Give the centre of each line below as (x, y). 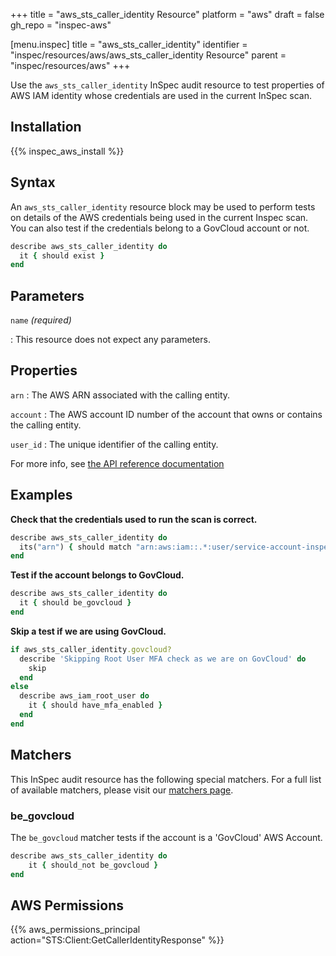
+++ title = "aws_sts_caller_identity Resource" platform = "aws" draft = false (167, 14)
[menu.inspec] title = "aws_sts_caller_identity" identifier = (129, 44)
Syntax (33, 182)
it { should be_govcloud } (75, 603)
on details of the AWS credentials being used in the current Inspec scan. (159, 217)
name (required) (41, 320)
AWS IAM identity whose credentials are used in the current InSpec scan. (161, 95)
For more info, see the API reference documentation (117, 463)
